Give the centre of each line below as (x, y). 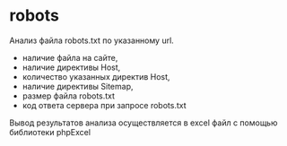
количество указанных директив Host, (96, 76)
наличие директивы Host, (71, 67)
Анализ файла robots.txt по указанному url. (92, 40)
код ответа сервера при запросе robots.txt (104, 105)
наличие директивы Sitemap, (78, 86)
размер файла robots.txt (68, 96)
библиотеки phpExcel (50, 132)
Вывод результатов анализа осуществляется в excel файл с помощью (143, 123)
